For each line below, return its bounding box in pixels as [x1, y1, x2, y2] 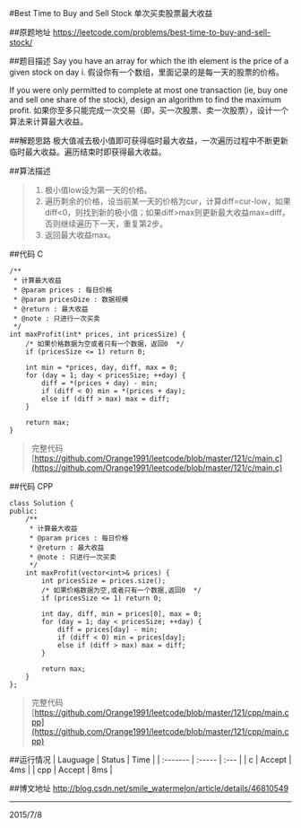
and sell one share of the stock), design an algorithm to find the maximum [9, 94, 282, 105]
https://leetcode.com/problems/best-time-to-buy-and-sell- [52, 27, 271, 38]
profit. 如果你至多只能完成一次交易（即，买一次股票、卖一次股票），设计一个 [9, 105, 289, 115]
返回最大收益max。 [44, 230, 116, 240]
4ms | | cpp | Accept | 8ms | [9, 764, 113, 775]
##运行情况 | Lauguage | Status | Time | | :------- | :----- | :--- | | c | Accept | [9, 754, 292, 765]
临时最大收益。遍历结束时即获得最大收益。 [9, 146, 167, 157]
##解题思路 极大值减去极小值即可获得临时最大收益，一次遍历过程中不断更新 [9, 136, 288, 145]
